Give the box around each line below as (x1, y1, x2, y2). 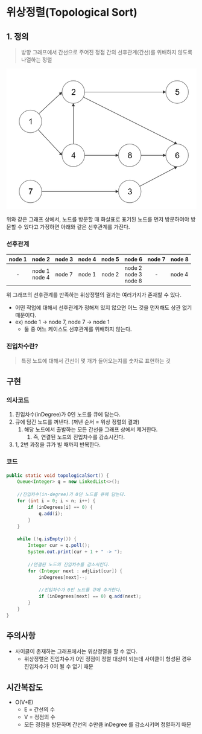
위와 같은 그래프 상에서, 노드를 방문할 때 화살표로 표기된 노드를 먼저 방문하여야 (6, 215, 190, 223)
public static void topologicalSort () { (6, 472, 110, 479)
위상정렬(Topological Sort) (6, 5, 137, 19)
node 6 (124, 255, 143, 263)
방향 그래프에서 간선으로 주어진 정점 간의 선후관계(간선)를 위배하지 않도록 (21, 49, 193, 56)
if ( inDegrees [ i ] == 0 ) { (28, 504, 93, 510)
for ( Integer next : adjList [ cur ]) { (28, 568, 122, 574)
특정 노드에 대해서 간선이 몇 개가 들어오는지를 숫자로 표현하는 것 (21, 357, 171, 364)
